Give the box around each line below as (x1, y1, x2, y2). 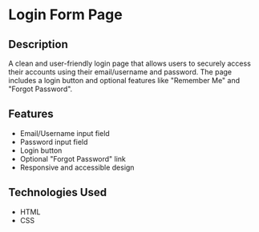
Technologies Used (8, 186, 107, 199)
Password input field (19, 137, 88, 146)
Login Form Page (8, 6, 123, 24)
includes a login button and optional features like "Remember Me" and (8, 76, 241, 85)
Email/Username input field (19, 128, 110, 138)
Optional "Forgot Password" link (19, 154, 127, 163)
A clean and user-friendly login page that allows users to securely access (8, 58, 251, 68)
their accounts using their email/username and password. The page (8, 67, 233, 77)
